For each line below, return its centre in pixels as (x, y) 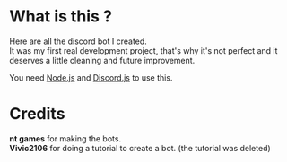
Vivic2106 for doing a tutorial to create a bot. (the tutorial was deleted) (140, 148)
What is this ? (61, 17)
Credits (37, 114)
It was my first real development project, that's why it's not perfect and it (143, 50)
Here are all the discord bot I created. (78, 41)
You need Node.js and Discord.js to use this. (91, 77)
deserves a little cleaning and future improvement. (102, 60)
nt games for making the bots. (65, 138)
